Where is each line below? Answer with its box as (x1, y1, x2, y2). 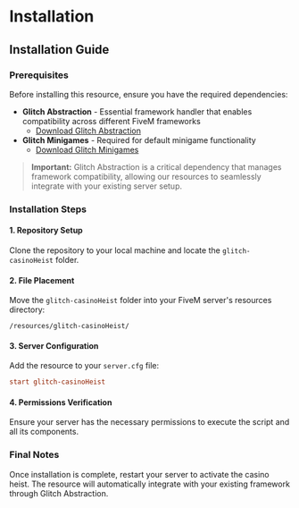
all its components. (9, 427, 79, 437)
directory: (9, 304, 46, 315)
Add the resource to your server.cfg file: (9, 360, 160, 371)
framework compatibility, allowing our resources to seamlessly (30, 171, 262, 182)
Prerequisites (9, 69, 69, 81)
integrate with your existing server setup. (30, 181, 183, 191)
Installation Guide (9, 42, 110, 57)
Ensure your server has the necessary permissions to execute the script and (9, 417, 290, 428)
